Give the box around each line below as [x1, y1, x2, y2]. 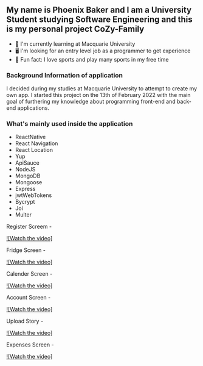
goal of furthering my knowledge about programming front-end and [6, 98, 176, 106]
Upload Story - [6, 317, 44, 325]
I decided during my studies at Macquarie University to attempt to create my [6, 85, 198, 92]
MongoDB [15, 172, 41, 179]
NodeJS [15, 166, 36, 173]
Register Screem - [6, 223, 52, 231]
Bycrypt [15, 198, 35, 206]
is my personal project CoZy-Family [6, 24, 145, 34]
